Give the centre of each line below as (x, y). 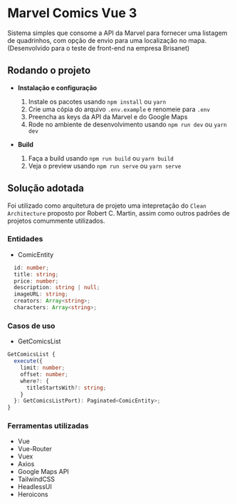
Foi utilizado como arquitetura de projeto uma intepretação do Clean (107, 206)
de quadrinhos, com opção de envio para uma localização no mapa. (107, 40)
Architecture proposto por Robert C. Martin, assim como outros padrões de (118, 213)
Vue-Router (35, 449)
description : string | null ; (57, 288)
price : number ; (36, 281)
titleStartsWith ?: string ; (66, 388)
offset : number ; (44, 374)
